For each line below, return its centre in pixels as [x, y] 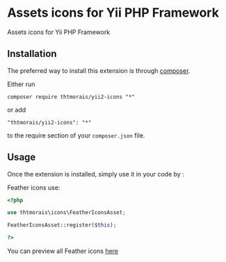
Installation [32, 54]
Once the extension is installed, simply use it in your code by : [96, 174]
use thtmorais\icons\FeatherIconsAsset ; [67, 213]
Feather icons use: [34, 187]
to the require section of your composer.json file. [76, 135]
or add [17, 110]
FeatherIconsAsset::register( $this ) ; [62, 225]
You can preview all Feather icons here [63, 251]
